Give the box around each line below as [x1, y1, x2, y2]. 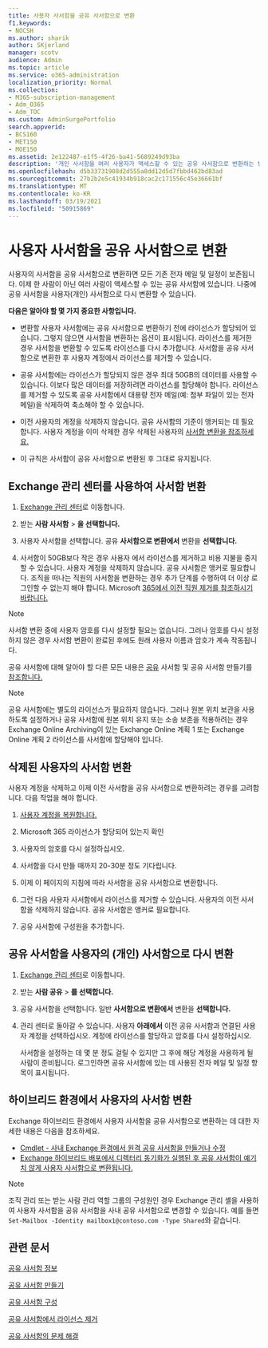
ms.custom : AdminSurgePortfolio [8, 116, 116, 124]
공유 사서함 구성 [8, 1298, 58, 1307]
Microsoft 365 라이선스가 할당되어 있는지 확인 [19, 827, 164, 836]
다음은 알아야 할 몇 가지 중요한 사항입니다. [8, 306, 137, 316]
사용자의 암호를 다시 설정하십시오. [19, 844, 125, 853]
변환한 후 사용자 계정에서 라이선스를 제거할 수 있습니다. [41, 353, 212, 363]
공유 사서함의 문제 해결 [8, 1331, 79, 1341]
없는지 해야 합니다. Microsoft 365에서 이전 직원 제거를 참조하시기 [49, 583, 254, 593]
